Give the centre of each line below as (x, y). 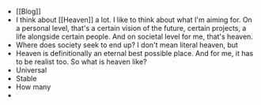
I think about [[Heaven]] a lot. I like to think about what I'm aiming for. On (134, 20)
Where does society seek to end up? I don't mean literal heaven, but (127, 45)
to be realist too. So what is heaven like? (81, 62)
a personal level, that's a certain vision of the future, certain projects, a (131, 28)
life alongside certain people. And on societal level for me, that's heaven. (134, 36)
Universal (31, 70)
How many (33, 87)
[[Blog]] (28, 11)
